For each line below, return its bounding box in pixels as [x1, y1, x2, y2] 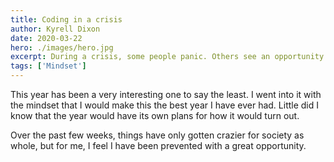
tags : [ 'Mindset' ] [10, 61, 87, 71]
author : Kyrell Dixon [10, 24, 101, 34]
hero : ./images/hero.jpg [10, 42, 114, 53]
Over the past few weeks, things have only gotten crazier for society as [10, 129, 305, 141]
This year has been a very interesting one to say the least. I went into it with [10, 89, 322, 100]
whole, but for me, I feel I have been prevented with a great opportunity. [10, 140, 307, 151]
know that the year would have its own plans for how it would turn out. [10, 110, 300, 121]
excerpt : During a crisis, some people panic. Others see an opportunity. [10, 52, 329, 62]
